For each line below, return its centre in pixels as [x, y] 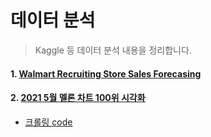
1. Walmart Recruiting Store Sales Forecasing [106, 73]
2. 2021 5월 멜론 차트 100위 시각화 [78, 98]
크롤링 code [48, 122]
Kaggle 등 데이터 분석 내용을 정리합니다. [113, 50]
